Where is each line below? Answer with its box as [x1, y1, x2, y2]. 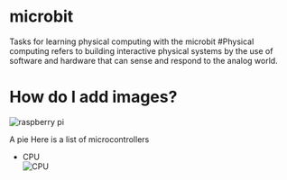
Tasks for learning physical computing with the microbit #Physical [9, 36, 255, 47]
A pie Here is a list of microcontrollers [9, 133, 150, 145]
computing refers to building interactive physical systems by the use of [9, 45, 273, 56]
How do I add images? [9, 87, 178, 107]
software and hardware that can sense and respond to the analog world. [9, 55, 278, 66]
